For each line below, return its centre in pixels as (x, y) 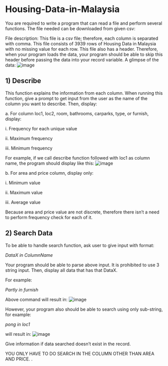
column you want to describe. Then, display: (51, 104)
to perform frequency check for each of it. (49, 217)
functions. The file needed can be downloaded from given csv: (70, 28)
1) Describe (23, 81)
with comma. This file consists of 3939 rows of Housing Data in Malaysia (81, 43)
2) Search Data (29, 233)
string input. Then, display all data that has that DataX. (61, 270)
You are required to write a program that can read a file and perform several (84, 23)
